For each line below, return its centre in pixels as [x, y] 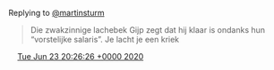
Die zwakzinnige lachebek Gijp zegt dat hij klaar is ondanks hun [148, 30]
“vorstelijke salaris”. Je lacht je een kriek [105, 39]
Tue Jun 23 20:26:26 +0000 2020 [80, 56]
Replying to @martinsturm [56, 13]
